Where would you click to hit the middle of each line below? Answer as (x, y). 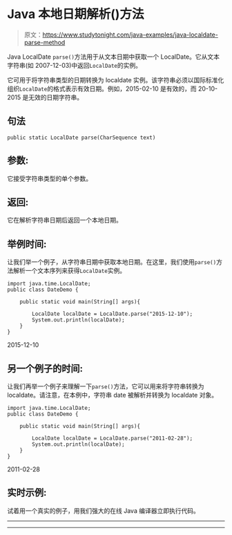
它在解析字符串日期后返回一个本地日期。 (65, 220)
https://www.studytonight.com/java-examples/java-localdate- (130, 35)
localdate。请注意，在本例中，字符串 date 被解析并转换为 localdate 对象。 (113, 395)
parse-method (45, 42)
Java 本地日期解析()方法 (76, 14)
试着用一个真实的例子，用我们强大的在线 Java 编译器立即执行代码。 (104, 510)
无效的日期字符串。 (56, 97)
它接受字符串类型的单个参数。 (49, 178)
